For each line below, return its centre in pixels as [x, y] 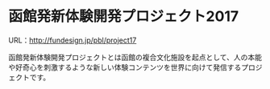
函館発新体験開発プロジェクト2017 [124, 16]
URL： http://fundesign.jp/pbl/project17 [73, 40]
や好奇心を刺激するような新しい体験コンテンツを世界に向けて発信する [125, 67]
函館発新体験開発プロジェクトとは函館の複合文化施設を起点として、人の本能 [135, 57]
